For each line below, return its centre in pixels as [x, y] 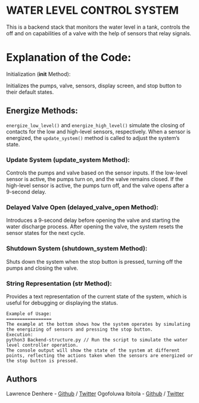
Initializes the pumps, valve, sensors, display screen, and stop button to [94, 86]
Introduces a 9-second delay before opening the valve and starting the [93, 220]
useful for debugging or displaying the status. [62, 303]
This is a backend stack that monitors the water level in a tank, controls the [98, 27]
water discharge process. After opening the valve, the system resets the [95, 227]
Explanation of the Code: [69, 58]
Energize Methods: [42, 111]
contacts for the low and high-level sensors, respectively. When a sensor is [98, 132]
